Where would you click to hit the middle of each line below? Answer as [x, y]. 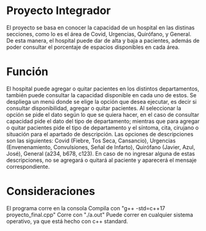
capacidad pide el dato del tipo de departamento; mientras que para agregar [103, 121]
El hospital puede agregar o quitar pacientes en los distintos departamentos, [103, 89]
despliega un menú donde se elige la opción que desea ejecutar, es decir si [102, 101]
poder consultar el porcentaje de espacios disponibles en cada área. [93, 47]
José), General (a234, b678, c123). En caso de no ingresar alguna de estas [101, 153]
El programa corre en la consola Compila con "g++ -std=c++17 [86, 208]
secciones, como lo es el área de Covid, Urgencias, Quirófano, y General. [99, 34]
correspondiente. [28, 166]
